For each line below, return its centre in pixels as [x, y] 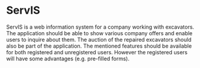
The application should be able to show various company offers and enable [99, 33]
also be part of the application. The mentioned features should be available [99, 46]
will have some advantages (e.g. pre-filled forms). [68, 58]
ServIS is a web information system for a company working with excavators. [100, 27]
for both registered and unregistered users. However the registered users [97, 52]
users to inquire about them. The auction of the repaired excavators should [99, 39]
